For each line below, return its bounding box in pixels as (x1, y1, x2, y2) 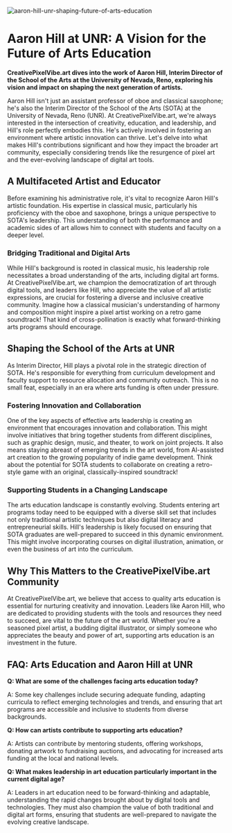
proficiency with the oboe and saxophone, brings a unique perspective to (7, 209, 217, 217)
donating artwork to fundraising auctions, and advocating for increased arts (7, 747, 224, 755)
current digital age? (7, 775, 65, 783)
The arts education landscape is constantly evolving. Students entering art (7, 501, 220, 509)
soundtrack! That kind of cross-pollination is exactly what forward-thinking (7, 315, 221, 324)
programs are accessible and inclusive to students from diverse (7, 705, 189, 714)
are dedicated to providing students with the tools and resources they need (7, 609, 222, 617)
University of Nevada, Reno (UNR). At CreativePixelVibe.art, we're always (7, 111, 217, 119)
